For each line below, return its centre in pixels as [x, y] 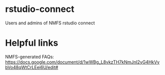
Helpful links [32, 43]
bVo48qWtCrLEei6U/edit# [32, 67]
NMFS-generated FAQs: [30, 57]
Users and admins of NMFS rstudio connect [50, 23]
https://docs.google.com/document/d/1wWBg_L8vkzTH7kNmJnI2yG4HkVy [82, 62]
